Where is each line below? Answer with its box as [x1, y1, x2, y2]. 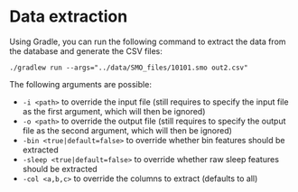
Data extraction [9, 6, 128, 27]
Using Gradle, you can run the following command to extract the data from [9, 36, 286, 47]
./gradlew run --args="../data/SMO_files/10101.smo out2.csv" [9, 63, 248, 72]
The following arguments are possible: [9, 78, 152, 89]
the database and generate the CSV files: [9, 45, 163, 56]
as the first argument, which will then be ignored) [22, 105, 206, 116]
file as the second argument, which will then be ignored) [22, 124, 233, 136]
